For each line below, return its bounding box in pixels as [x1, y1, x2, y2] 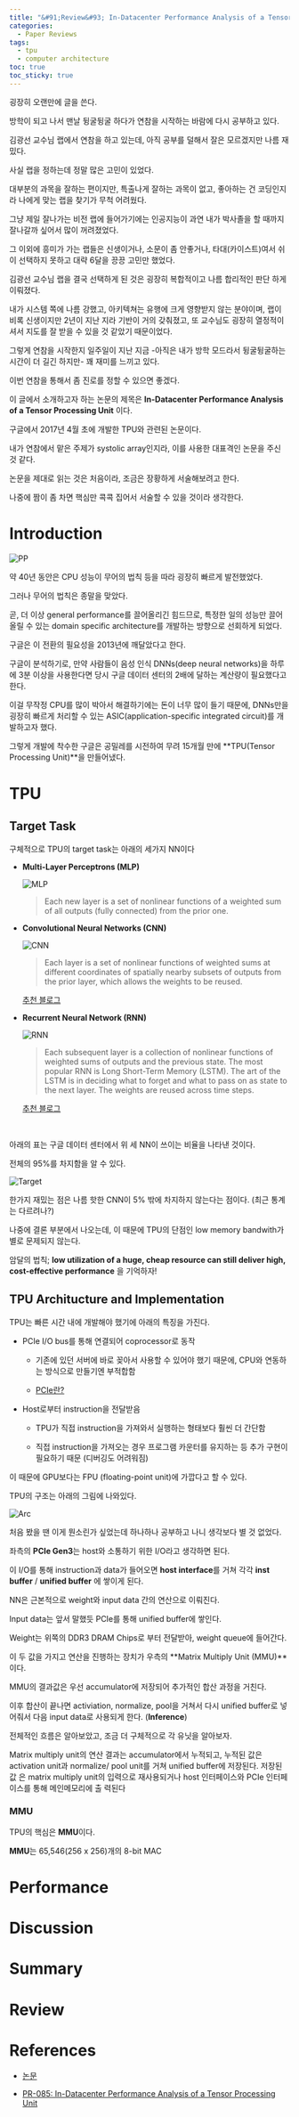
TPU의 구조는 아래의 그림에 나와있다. [9, 1490, 137, 1501]
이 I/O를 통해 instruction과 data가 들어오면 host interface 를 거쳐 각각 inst [9, 1564, 270, 1575]
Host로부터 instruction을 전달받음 [21, 1404, 141, 1414]
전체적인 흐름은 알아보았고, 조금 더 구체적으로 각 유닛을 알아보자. [9, 1730, 233, 1741]
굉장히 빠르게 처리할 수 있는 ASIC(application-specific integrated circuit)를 [9, 710, 275, 721]
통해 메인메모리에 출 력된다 [32, 1782, 126, 1793]
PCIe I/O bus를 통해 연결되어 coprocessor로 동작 [21, 1335, 196, 1346]
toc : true [9, 63, 46, 72]
